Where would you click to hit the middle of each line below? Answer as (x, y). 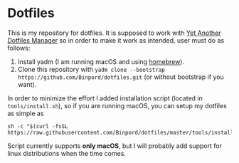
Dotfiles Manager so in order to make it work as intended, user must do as (116, 40)
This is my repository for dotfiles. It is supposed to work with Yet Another (115, 33)
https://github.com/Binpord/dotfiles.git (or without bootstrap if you (121, 77)
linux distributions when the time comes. (67, 153)
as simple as (26, 113)
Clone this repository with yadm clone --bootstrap (91, 69)
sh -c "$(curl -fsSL (38, 126)
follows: (19, 48)
